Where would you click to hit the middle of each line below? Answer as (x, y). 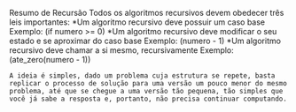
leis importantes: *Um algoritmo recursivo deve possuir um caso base (137, 22)
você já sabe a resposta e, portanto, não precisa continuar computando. (148, 99)
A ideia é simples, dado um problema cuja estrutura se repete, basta (142, 76)
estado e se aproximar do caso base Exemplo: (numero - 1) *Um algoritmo (145, 41)
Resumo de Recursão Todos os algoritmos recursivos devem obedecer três (147, 13)
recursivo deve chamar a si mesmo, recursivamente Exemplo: (122, 50)
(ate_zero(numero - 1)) (50, 60)
